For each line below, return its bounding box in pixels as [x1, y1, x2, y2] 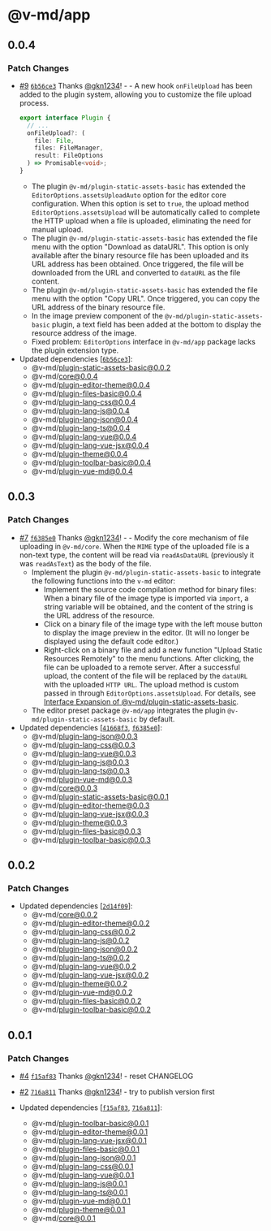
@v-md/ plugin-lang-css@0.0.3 [31, 739, 135, 749]
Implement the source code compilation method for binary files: [43, 584, 256, 594]
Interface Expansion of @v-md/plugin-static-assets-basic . [43, 696, 239, 706]
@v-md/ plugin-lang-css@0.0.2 [31, 927, 135, 937]
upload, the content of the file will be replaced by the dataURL [43, 670, 248, 680]
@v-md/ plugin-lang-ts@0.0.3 [31, 765, 131, 775]
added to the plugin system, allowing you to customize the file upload [19, 89, 252, 99]
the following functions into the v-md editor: [31, 575, 176, 586]
